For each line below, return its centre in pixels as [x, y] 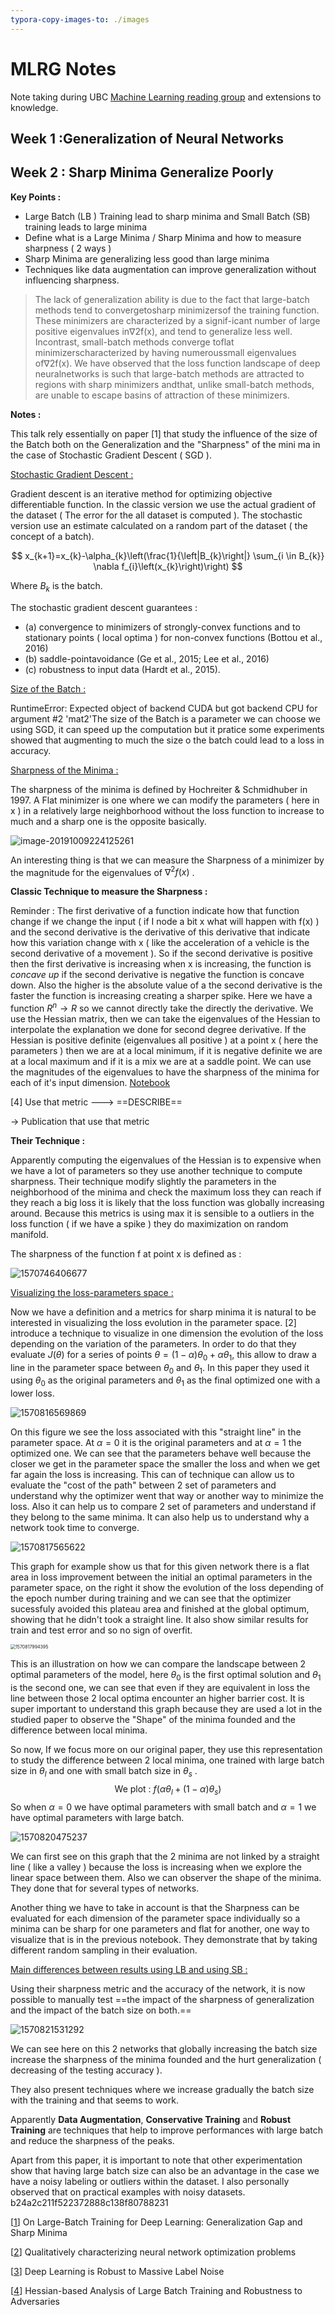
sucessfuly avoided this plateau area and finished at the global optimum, [160, 1609]
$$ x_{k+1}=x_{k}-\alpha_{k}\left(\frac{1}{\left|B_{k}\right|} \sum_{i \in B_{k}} [168, 555]
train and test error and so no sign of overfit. [101, 1630]
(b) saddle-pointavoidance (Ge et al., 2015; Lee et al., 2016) [147, 658]
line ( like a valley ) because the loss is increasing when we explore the [156, 1867]
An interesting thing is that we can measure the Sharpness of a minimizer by [167, 860]
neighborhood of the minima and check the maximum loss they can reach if [166, 1192]
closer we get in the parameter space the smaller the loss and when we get [165, 1464]
